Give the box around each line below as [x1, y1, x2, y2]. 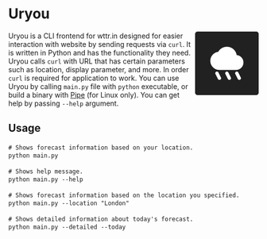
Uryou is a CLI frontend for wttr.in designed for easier [8, 31, 184, 40]
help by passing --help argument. [8, 98, 119, 108]
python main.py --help [8, 175, 83, 183]
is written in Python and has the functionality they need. [8, 48, 191, 57]
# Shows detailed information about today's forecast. [8, 215, 194, 223]
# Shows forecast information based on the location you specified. [8, 191, 240, 199]
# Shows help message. [8, 168, 83, 175]
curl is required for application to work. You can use [8, 73, 180, 83]
